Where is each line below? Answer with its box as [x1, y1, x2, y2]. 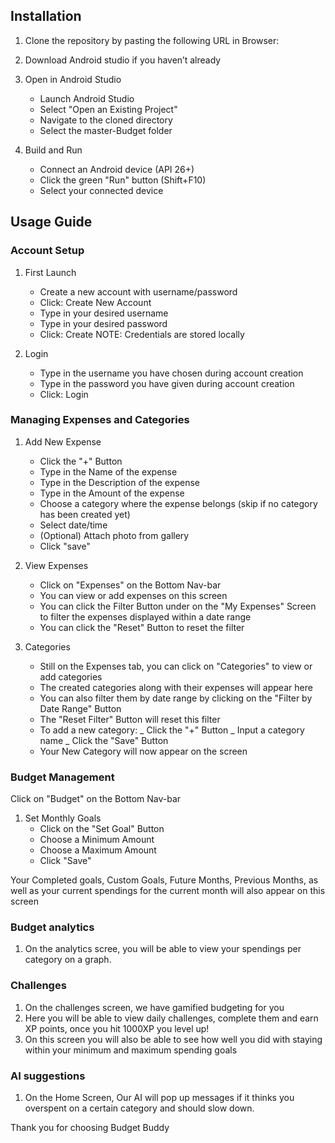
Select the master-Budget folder [39, 124, 173, 136]
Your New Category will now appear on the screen [39, 745, 248, 757]
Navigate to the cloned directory [39, 114, 173, 126]
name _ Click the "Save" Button [39, 734, 169, 746]
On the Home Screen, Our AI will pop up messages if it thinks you [24, 1091, 295, 1103]
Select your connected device [39, 184, 164, 196]
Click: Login [39, 388, 89, 400]
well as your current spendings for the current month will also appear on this [10, 885, 326, 897]
